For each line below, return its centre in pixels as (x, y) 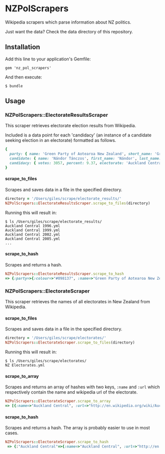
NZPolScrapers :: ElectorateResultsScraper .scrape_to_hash (65, 274)
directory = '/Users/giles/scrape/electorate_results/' (63, 199)
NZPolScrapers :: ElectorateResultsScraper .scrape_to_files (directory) (78, 203)
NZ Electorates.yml (25, 365)
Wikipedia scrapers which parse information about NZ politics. (68, 22)
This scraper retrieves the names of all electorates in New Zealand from (78, 302)
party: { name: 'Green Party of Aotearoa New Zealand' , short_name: (81, 154)
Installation (23, 47)
